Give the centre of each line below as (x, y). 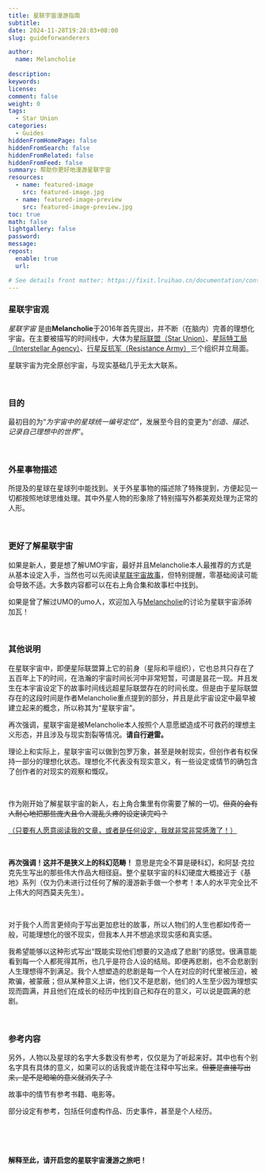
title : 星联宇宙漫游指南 (44, 15)
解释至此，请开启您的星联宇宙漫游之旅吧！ (78, 1160)
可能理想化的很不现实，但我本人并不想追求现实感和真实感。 (119, 934)
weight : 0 (25, 104)
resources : (26, 178)
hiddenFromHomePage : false (53, 140)
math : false (28, 222)
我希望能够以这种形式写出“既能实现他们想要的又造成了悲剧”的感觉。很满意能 (133, 951)
